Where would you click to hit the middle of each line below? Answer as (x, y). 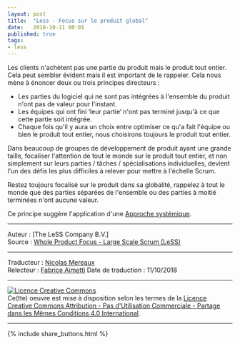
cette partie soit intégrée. (55, 119)
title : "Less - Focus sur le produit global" (78, 21)
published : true (31, 34)
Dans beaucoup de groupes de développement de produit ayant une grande (119, 148)
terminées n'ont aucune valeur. (53, 200)
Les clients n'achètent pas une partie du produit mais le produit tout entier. (117, 67)
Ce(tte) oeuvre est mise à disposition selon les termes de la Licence (107, 298)
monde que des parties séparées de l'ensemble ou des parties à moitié (112, 192)
